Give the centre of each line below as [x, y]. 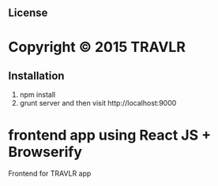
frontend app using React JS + [110, 135]
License [28, 13]
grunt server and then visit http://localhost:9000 [98, 103]
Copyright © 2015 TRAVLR [97, 47]
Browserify [45, 152]
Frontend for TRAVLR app [50, 173]
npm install [38, 95]
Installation [36, 75]
